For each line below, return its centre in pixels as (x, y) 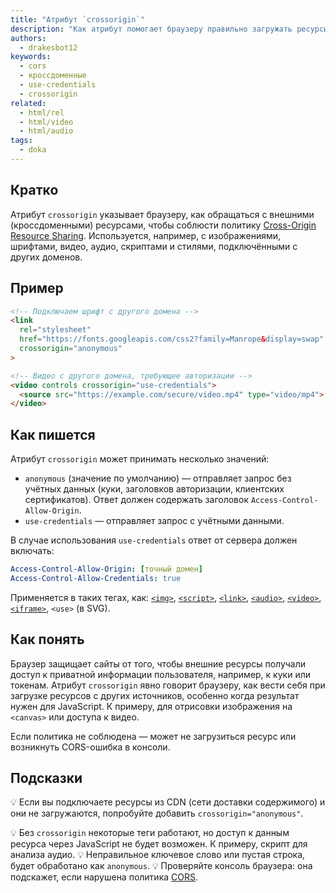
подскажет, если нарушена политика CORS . (104, 877)
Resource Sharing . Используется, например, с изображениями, (146, 235)
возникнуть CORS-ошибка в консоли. (90, 747)
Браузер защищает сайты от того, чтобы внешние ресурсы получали (158, 663)
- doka (33, 150)
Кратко (34, 190)
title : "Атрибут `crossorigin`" (77, 19)
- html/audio (46, 131)
